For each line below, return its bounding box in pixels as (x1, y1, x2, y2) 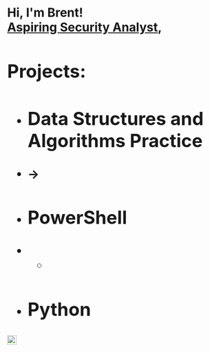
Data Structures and (27, 107, 204, 130)
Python (27, 298, 92, 321)
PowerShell (27, 206, 127, 229)
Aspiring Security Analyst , (7, 19, 162, 35)
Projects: (7, 59, 86, 82)
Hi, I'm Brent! (7, 5, 84, 21)
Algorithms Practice (27, 129, 203, 152)
